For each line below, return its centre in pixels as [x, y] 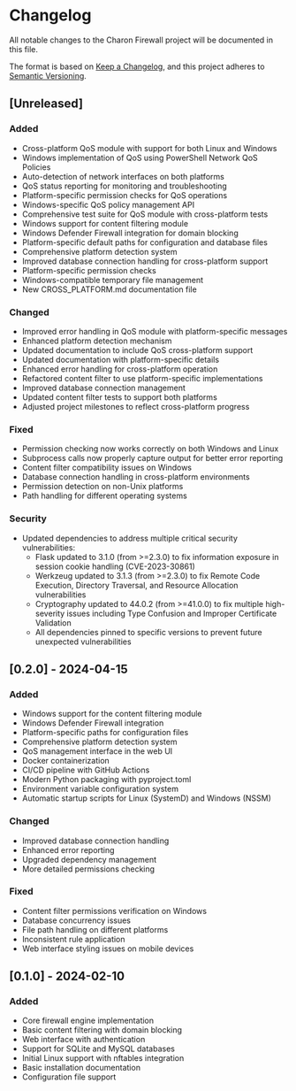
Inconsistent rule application [73, 939]
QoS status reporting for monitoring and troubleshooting [124, 186]
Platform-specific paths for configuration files [105, 733]
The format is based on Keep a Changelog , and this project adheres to [137, 66]
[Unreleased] [46, 104]
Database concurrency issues [76, 920]
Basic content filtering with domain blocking [102, 1030]
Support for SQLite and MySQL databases [98, 1049]
